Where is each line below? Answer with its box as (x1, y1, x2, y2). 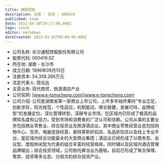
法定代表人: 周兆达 (12, 79, 50, 85)
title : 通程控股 (5, 7, 35, 12)
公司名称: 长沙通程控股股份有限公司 (12, 49, 84, 55)
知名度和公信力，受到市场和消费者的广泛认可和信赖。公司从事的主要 (16, 116, 155, 122)
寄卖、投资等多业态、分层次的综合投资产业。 (12, 153, 103, 159)
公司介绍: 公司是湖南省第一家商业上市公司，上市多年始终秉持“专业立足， (12, 98, 159, 104)
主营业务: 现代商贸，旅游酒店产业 (12, 86, 80, 92)
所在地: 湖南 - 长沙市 (12, 61, 54, 67)
